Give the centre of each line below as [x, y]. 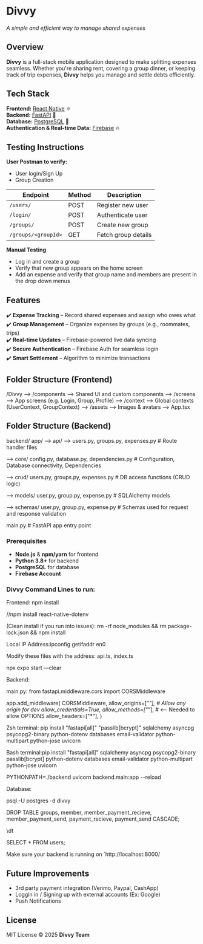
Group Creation [34, 180]
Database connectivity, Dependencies [54, 465]
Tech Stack [28, 94]
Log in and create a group [47, 262]
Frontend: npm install [33, 603]
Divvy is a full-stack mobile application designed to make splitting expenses [101, 61]
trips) [13, 333]
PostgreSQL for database [47, 567]
